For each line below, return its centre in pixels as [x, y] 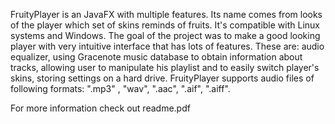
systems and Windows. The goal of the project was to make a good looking [165, 35]
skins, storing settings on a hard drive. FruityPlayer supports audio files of [162, 78]
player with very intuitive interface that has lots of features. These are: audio [167, 46]
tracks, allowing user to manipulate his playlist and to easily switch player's [165, 67]
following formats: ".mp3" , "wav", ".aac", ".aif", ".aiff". [120, 88]
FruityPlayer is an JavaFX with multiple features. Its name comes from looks [166, 14]
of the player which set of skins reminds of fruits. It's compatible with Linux [165, 25]
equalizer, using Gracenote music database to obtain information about [156, 57]
